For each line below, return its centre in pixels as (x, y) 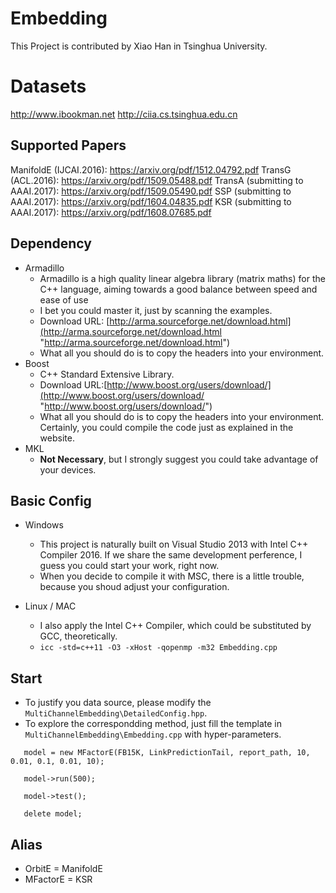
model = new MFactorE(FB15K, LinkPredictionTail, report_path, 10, (167, 753)
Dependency (51, 243)
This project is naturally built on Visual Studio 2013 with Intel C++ (174, 544)
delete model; (53, 814)
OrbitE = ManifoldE (63, 868)
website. (57, 438)
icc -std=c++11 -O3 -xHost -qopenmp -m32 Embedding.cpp (158, 648)
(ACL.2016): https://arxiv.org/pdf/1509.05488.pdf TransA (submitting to (157, 180)
